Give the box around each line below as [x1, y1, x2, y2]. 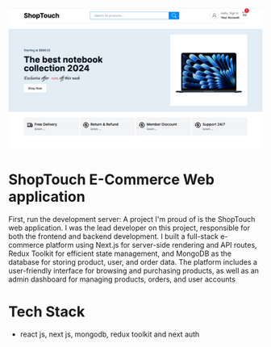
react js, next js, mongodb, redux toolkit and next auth [19, 329, 200, 339]
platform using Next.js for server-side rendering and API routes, [45, 240, 257, 249]
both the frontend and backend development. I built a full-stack [8, 231, 219, 241]
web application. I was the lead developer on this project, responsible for [8, 223, 250, 232]
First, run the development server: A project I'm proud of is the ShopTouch [8, 214, 256, 224]
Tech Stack [8, 303, 85, 321]
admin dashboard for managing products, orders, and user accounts [8, 274, 236, 284]
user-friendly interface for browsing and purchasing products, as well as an [8, 265, 260, 275]
